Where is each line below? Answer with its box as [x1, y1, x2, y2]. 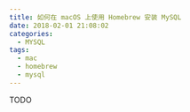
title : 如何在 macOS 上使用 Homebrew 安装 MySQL [9, 12, 182, 22]
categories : [9, 29, 53, 38]
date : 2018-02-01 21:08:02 [9, 21, 109, 30]
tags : [9, 46, 29, 55]
